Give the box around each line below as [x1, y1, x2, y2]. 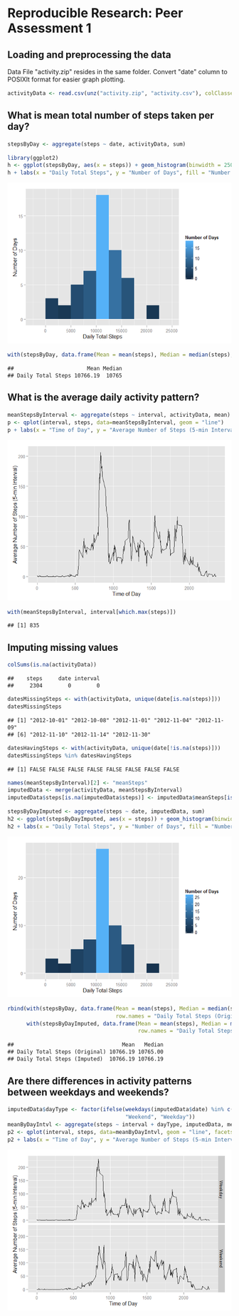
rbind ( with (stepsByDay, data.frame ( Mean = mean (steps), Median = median [7, 1005, 228, 1012]
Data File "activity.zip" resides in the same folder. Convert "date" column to [7, 68, 228, 76]
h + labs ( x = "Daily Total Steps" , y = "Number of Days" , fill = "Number [7, 169, 231, 176]
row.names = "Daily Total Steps [115, 1012, 212, 1020]
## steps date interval [7, 675, 100, 682]
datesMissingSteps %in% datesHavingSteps [7, 751, 132, 759]
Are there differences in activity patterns [7, 1075, 192, 1087]
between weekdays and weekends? [7, 1086, 169, 1098]
